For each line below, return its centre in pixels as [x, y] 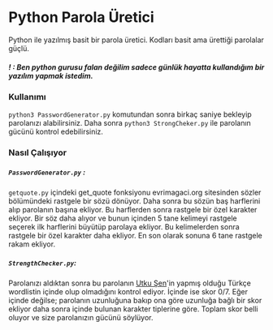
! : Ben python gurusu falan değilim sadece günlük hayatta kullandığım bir [136, 67]
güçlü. [19, 48]
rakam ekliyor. [32, 244]
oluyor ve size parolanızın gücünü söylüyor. [81, 318]
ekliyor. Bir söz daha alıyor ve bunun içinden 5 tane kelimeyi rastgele [123, 218]
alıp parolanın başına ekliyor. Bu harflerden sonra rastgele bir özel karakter [133, 210]
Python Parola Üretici [81, 17]
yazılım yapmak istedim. [51, 75]
